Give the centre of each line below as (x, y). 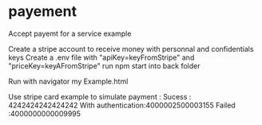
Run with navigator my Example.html (68, 81)
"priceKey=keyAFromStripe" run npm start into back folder (105, 65)
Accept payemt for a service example (70, 33)
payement (43, 12)
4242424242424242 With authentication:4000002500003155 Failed (122, 105)
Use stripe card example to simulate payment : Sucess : (100, 96)
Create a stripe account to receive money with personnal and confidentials (131, 49)
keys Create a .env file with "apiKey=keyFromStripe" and (101, 57)
